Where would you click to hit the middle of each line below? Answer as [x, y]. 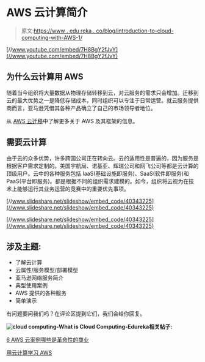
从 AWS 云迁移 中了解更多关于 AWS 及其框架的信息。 [72, 121]
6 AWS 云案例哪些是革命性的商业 [48, 340]
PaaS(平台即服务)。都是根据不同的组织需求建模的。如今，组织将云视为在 [98, 181]
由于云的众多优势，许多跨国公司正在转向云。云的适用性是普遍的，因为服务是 [103, 158]
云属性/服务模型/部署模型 [46, 270]
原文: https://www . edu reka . [58, 31]
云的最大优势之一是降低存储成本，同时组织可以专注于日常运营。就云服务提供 [103, 100]
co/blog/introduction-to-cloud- [135, 31]
